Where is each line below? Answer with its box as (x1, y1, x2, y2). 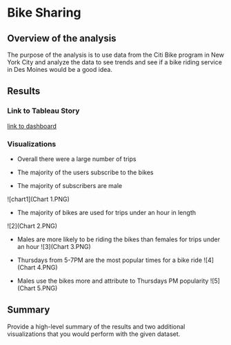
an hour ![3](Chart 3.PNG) (17, 242, 91, 250)
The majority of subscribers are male (17, 181, 123, 189)
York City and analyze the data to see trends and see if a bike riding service (7, 58, 223, 66)
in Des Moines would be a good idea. (7, 66, 112, 73)
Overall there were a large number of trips (17, 154, 137, 163)
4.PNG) (37, 263, 58, 271)
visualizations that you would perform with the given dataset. (7, 330, 181, 338)
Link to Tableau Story (7, 106, 80, 115)
